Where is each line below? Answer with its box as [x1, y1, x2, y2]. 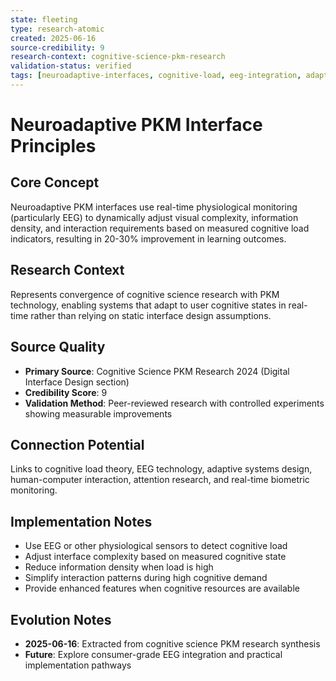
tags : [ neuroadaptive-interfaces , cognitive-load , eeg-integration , [10, 71, 302, 81]
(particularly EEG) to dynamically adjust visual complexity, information [10, 211, 299, 223]
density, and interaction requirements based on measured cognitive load [10, 222, 310, 234]
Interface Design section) [24, 376, 130, 388]
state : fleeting [10, 14, 78, 25]
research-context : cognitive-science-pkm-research [10, 52, 226, 62]
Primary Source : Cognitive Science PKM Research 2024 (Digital [24, 365, 290, 377]
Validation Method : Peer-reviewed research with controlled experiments [24, 397, 325, 409]
